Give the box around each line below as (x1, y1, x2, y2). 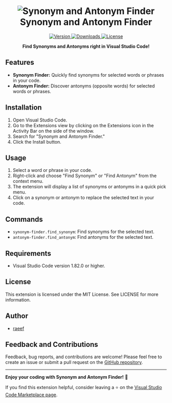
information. (5, 296, 31, 303)
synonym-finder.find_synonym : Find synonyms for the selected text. (12, 229, 155, 235)
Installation (5, 103, 42, 112)
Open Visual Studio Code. (12, 117, 68, 123)
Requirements (5, 249, 51, 258)
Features (5, 58, 34, 67)
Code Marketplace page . (5, 392, 58, 398)
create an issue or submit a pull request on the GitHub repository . (5, 359, 143, 365)
